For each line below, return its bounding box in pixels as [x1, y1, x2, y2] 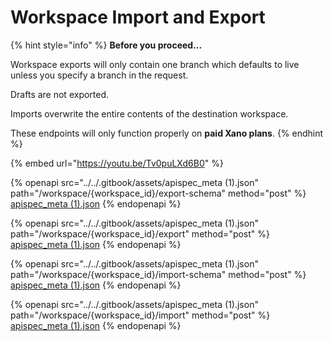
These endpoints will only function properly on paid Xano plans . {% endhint [10, 127, 324, 139]
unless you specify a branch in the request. [10, 69, 189, 81]
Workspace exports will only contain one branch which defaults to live [10, 58, 300, 70]
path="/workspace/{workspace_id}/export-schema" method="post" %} [10, 187, 307, 199]
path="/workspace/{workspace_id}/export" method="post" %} [10, 227, 271, 240]
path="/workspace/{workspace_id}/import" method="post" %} [10, 309, 271, 321]
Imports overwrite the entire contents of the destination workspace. [10, 107, 289, 120]
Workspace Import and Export [10, 6, 266, 29]
